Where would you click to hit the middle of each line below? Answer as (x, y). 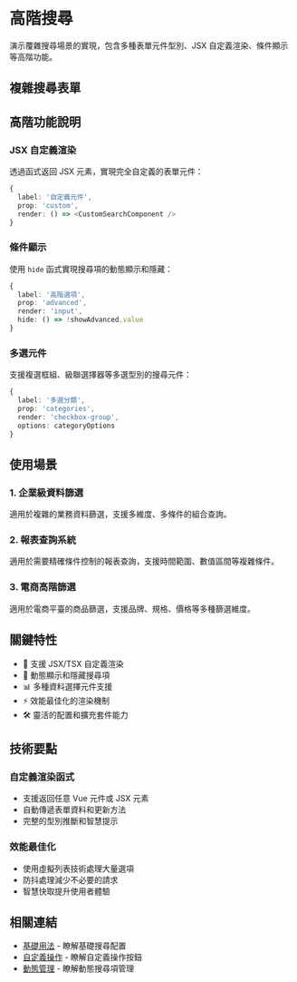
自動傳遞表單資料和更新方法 (74, 810)
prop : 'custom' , (48, 205)
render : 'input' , (50, 311)
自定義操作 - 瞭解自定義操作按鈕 (82, 957)
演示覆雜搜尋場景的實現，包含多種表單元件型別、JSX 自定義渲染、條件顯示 (149, 45)
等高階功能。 (33, 56)
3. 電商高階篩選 (43, 587)
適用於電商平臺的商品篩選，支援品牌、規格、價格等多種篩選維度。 (132, 608)
